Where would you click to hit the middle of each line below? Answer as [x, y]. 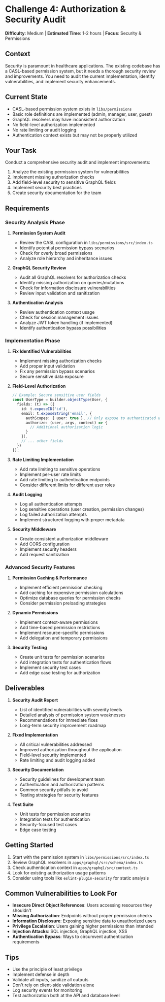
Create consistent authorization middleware [64, 538]
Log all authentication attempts [51, 504]
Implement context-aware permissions [59, 622]
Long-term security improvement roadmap [63, 725]
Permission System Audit [39, 233]
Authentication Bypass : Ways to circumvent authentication [73, 936]
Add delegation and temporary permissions [64, 638]
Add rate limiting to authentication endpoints [65, 479]
